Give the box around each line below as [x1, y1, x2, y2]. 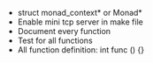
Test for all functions [17, 35, 93, 45]
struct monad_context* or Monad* [17, 8, 143, 17]
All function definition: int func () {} [17, 45, 144, 55]
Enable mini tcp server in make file [17, 17, 143, 27]
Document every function [17, 26, 111, 36]
